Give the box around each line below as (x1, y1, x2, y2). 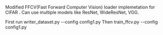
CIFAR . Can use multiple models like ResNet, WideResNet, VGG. (5, 9, 139, 15)
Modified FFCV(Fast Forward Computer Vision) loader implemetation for (5, 4, 155, 10)
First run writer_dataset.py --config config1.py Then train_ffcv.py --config (5, 19, 158, 25)
